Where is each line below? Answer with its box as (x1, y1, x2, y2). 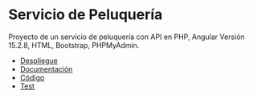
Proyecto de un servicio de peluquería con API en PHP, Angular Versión (8, 32, 245, 41)
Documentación (19, 64, 73, 73)
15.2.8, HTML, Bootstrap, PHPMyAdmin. (8, 40, 140, 49)
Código (19, 73, 45, 82)
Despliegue (19, 56, 58, 65)
